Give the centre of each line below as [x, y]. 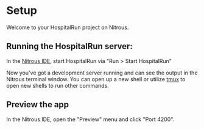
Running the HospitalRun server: [69, 46]
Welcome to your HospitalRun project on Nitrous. [68, 27]
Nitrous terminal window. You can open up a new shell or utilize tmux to [96, 79]
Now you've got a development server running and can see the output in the [102, 73]
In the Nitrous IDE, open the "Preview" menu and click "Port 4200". [90, 119]
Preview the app [38, 104]
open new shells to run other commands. [58, 85]
